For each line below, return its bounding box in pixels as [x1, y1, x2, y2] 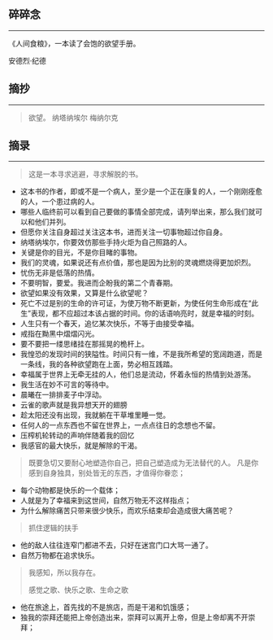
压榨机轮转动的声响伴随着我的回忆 [19, 430, 135, 441]
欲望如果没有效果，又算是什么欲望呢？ [19, 288, 149, 298]
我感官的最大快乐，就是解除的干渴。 [19, 441, 142, 451]
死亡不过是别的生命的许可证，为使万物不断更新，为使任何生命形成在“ [19, 298, 252, 308]
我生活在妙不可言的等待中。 [19, 380, 114, 390]
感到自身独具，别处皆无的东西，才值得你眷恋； [28, 468, 185, 478]
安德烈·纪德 [8, 55, 47, 65]
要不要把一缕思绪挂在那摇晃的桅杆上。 [19, 339, 149, 349]
